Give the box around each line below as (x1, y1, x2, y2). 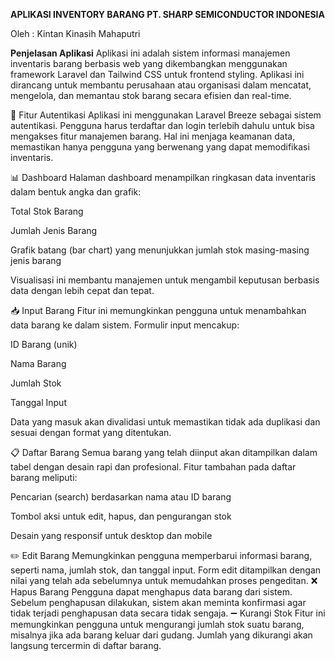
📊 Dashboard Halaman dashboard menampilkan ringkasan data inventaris (10, 172, 317, 183)
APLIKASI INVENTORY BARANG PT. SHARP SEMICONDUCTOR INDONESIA (10, 9, 325, 20)
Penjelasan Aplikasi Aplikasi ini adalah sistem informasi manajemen (10, 47, 291, 59)
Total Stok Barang (10, 205, 84, 217)
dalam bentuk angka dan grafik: (10, 186, 142, 198)
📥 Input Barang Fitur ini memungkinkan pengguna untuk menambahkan (10, 305, 307, 316)
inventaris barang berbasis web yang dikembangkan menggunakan (10, 58, 288, 69)
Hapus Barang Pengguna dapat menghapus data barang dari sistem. (10, 586, 293, 598)
